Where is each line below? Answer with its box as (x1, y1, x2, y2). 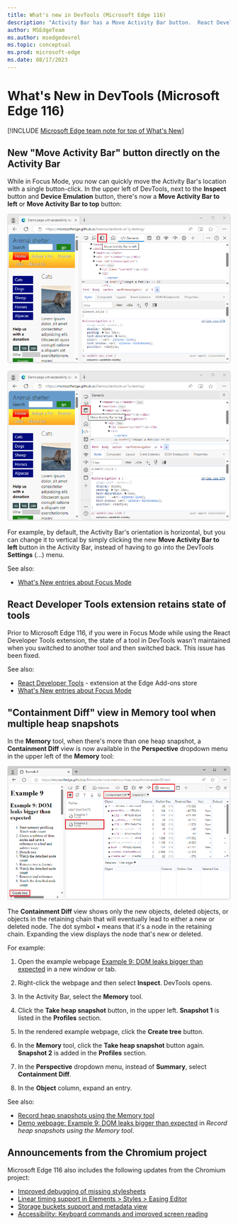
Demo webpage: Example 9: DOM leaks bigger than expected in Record (17, 1119, 228, 1127)
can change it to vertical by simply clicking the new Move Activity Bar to (7, 536, 220, 544)
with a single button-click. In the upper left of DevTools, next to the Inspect (7, 185, 227, 193)
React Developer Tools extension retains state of (7, 598, 227, 610)
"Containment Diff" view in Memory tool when (7, 707, 216, 719)
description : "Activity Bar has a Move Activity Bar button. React (7, 18, 214, 26)
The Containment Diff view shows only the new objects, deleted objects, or (7, 907, 229, 916)
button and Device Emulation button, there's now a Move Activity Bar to (7, 192, 220, 200)
